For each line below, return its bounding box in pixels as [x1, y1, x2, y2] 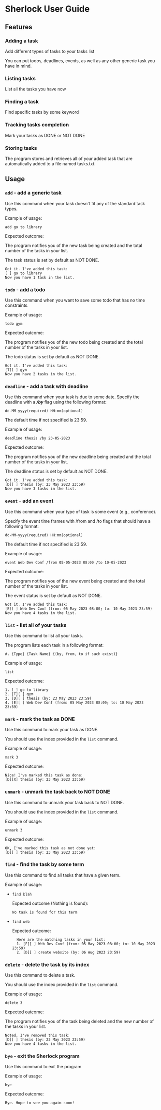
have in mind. [5, 63, 32, 69]
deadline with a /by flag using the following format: [5, 399, 107, 405]
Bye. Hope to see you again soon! [5, 1100, 75, 1106]
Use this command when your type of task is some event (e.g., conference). [5, 509, 157, 514]
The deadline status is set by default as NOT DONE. [5, 468, 108, 475]
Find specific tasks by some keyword [5, 109, 79, 115]
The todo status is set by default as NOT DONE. [5, 354, 100, 360]
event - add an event [5, 497, 54, 504]
